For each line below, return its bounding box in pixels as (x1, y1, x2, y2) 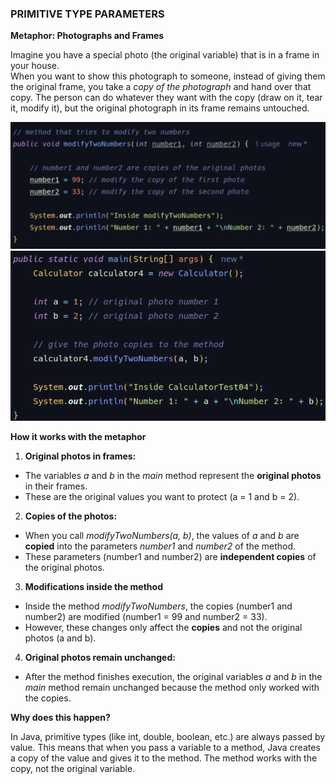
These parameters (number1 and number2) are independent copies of (24, 550, 317, 562)
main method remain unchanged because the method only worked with (24, 681, 320, 693)
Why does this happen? (10, 711, 111, 723)
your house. (10, 60, 60, 72)
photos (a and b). (24, 632, 97, 644)
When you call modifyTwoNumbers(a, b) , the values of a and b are (24, 529, 300, 541)
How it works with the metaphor (10, 430, 147, 442)
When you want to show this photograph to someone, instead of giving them (10, 70, 326, 82)
